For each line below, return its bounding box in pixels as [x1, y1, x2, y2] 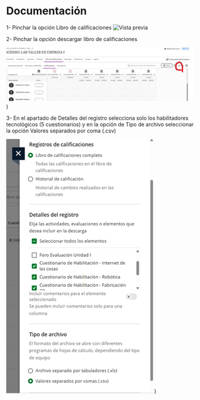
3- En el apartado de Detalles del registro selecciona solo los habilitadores [6, 114, 189, 122]
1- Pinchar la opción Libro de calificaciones [6, 24, 112, 31]
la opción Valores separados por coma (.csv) [6, 127, 116, 134]
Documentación [6, 4, 87, 18]
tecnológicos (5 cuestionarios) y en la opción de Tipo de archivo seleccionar [6, 120, 194, 128]
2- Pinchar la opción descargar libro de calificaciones [6, 35, 138, 42]
